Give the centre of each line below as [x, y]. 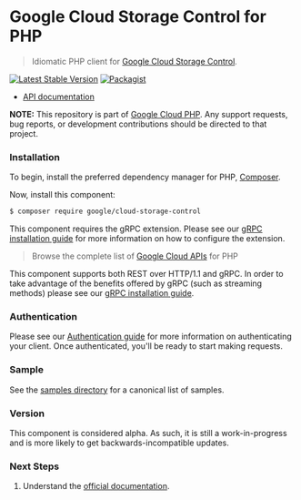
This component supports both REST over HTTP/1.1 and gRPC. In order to [146, 274]
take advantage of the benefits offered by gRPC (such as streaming [135, 283]
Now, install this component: [62, 195]
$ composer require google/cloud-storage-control [105, 211]
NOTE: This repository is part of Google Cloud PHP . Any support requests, [149, 114]
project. [24, 133]
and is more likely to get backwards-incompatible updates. [120, 443]
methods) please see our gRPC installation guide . [102, 293]
